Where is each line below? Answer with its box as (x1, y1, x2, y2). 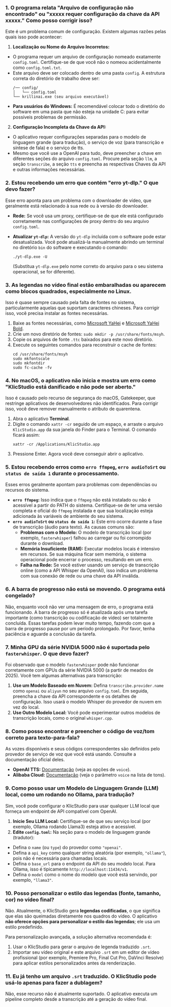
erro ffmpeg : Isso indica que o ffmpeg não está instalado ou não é (12, 497, 151, 503)
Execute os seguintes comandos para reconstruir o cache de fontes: (12, 341, 157, 348)
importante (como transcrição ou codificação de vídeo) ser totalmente (5, 614, 153, 621)
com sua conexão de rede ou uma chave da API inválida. (20, 573, 140, 579)
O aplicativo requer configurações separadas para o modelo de (12, 134, 146, 140)
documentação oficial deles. (5, 757, 65, 763)
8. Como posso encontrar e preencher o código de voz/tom (5, 728, 155, 735)
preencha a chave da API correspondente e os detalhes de (12, 693, 137, 699)
